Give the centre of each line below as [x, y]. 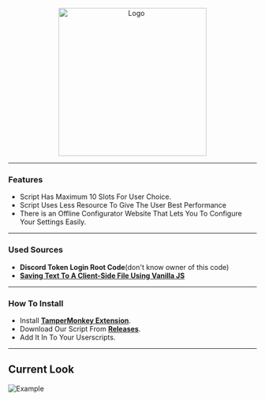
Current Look [41, 370]
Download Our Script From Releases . [80, 328]
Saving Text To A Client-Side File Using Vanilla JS [102, 275]
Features [26, 179]
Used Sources [35, 250]
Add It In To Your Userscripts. [67, 337]
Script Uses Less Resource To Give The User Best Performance [123, 205]
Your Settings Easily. [53, 222]
